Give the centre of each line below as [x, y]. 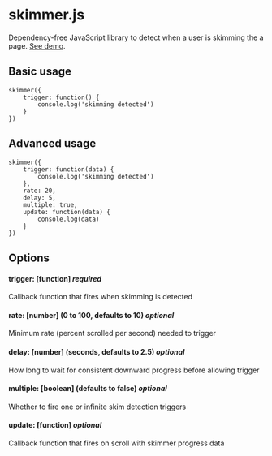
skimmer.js [47, 15]
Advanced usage [52, 144]
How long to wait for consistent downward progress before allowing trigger [134, 370]
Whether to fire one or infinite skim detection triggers [97, 407]
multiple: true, [51, 204]
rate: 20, [40, 191]
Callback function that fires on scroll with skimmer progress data [117, 443]
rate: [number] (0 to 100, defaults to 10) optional [91, 315]
